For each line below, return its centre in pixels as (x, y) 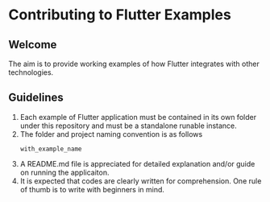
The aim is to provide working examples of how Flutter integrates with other (134, 64)
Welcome (33, 45)
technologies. (31, 72)
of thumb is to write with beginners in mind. (92, 189)
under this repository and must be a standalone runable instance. (129, 126)
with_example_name (51, 149)
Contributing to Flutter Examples (120, 15)
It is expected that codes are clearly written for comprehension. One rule (141, 181)
